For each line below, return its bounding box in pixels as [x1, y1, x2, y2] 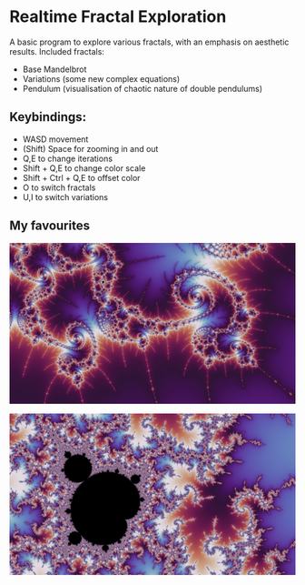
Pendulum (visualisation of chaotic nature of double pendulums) [22, 83, 263, 94]
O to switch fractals [22, 182, 96, 193]
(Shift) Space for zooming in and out [22, 143, 159, 154]
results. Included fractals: [9, 45, 104, 56]
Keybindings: [9, 109, 87, 125]
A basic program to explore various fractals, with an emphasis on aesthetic [9, 36, 290, 47]
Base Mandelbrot [22, 64, 87, 75]
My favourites [9, 218, 91, 234]
